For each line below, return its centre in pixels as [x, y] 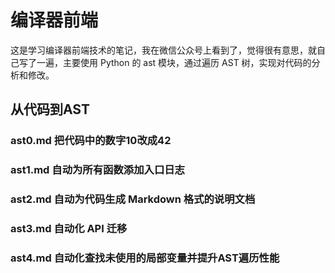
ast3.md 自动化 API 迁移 [69, 229]
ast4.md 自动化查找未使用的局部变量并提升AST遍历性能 [145, 258]
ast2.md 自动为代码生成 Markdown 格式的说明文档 [133, 199]
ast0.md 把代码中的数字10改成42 [91, 141]
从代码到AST [50, 109]
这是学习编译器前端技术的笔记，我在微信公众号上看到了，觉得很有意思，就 [163, 50]
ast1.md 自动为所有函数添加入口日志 [97, 170]
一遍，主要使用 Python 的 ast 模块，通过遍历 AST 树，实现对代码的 [174, 62]
